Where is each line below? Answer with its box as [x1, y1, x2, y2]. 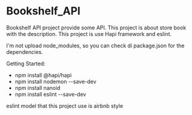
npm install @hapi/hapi [14, 71, 72, 78]
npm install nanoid [14, 84, 61, 91]
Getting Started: [6, 60, 46, 67]
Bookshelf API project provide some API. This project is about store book [6, 24, 187, 31]
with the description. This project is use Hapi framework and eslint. [6, 30, 172, 37]
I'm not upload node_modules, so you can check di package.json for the [6, 42, 185, 49]
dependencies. [6, 48, 43, 55]
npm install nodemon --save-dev [14, 78, 97, 85]
